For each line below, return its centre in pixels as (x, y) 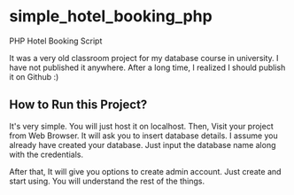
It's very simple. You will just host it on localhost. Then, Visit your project (141, 126)
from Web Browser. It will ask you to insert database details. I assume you (144, 136)
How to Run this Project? (78, 105)
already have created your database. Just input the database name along (143, 144)
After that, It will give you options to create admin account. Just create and (145, 171)
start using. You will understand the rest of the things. (107, 181)
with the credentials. (46, 154)
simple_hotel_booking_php (111, 16)
